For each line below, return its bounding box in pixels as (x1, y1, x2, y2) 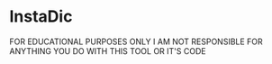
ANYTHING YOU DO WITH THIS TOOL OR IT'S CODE (9, 45, 206, 56)
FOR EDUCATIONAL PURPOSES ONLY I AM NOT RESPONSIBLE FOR (9, 36, 263, 47)
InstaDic (9, 6, 73, 27)
